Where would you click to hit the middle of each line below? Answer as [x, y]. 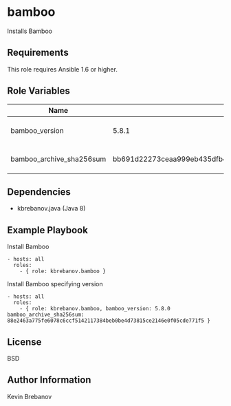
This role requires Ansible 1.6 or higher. [63, 69]
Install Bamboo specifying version [55, 284]
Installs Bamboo [30, 31]
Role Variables [38, 91]
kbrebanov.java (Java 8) [51, 209]
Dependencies [39, 192]
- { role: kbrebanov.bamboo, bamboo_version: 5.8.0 [95, 309]
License [24, 342]
